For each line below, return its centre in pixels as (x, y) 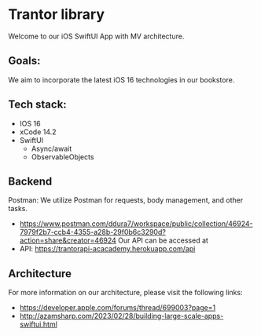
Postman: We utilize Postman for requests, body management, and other (126, 200)
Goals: (24, 61)
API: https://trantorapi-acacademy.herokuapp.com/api (107, 249)
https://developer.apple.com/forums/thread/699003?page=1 (118, 308)
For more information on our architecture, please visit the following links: (125, 293)
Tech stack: (37, 105)
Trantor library (56, 15)
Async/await (51, 148)
